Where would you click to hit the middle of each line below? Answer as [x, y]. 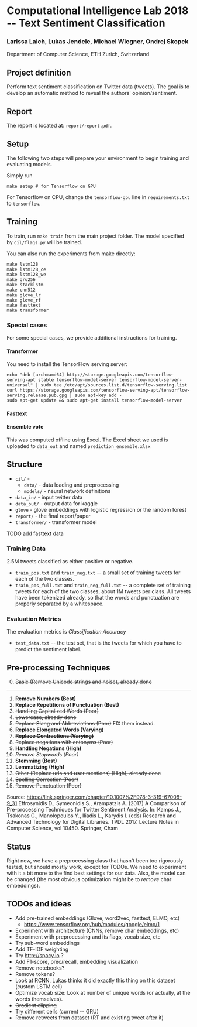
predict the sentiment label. [48, 649]
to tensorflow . [24, 203]
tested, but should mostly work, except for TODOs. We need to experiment [96, 867]
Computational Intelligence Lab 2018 [98, 11]
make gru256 [21, 279]
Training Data [26, 549]
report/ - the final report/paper [53, 516]
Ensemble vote [25, 427]
